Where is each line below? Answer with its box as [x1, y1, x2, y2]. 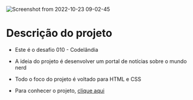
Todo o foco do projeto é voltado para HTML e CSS [14, 75, 142, 83]
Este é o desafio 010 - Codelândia [14, 46, 99, 53]
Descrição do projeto [6, 27, 112, 40]
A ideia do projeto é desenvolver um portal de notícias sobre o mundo [14, 57, 187, 65]
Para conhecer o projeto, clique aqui [14, 87, 105, 94]
